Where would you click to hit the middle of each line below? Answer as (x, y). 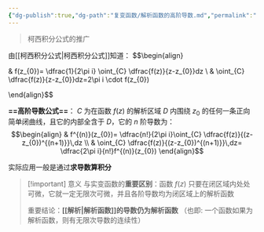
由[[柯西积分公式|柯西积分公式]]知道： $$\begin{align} (96, 55)
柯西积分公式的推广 (59, 38)
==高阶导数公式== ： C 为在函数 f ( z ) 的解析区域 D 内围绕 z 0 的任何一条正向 (129, 112)
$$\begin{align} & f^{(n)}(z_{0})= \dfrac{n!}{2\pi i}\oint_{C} (106, 135)
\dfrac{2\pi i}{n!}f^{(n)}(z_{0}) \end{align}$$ (132, 151)
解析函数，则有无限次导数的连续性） (86, 220)
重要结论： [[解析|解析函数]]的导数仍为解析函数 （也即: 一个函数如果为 (140, 210)
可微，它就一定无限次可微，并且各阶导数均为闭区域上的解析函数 (130, 194)
